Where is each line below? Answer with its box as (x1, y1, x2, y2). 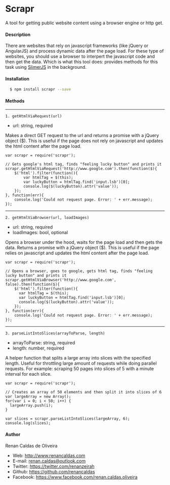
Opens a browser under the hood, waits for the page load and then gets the (5, 239, 163, 245)
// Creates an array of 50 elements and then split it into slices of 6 (5, 390, 162, 395)
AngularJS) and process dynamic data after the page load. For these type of (5, 48, 164, 54)
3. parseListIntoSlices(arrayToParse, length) (5, 331, 105, 336)
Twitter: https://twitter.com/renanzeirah (12, 463, 95, 469)
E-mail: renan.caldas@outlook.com (12, 458, 86, 464)
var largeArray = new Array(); (5, 394, 71, 400)
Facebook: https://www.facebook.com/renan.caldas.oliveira (12, 474, 138, 480)
